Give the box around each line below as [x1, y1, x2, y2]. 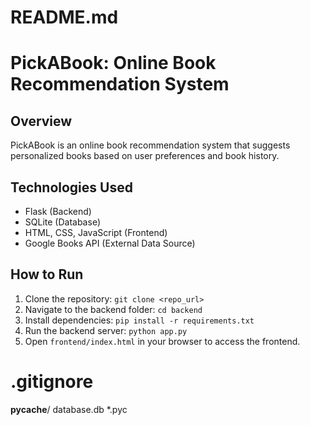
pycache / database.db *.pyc [10, 403, 128, 415]
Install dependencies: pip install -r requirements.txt [24, 314, 255, 326]
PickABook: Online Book [10, 52, 217, 75]
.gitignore [10, 371, 94, 393]
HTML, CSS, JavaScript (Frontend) [24, 227, 168, 238]
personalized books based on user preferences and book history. [10, 150, 280, 162]
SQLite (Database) [24, 216, 101, 228]
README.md [10, 6, 119, 29]
